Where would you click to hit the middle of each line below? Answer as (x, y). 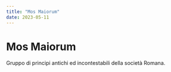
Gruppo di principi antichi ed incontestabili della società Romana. (86, 63)
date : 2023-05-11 (28, 17)
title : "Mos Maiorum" (33, 12)
